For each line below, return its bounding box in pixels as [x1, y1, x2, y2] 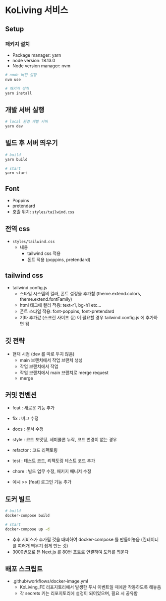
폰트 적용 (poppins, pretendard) [27, 256, 91, 262]
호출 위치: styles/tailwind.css [12, 209, 75, 215]
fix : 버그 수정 [12, 415, 39, 421]
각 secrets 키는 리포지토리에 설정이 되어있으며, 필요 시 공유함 [19, 591, 138, 597]
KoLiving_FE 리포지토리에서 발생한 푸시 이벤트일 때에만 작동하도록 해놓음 [19, 584, 162, 590]
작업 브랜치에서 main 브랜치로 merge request [19, 369, 109, 375]
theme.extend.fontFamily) [19, 296, 73, 302]
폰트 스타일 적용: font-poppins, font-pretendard [19, 308, 114, 314]
